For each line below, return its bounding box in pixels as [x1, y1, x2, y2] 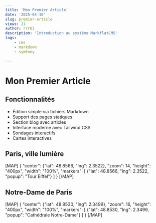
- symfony [14, 49, 35, 54]
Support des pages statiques [12, 114, 73, 120]
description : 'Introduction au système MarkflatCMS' [5, 31, 118, 36]
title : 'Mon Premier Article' [5, 7, 69, 13]
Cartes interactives [12, 135, 52, 141]
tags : [5, 36, 17, 41]
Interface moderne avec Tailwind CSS [12, 124, 91, 130]
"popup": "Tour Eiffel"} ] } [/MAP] [5, 173, 74, 179]
